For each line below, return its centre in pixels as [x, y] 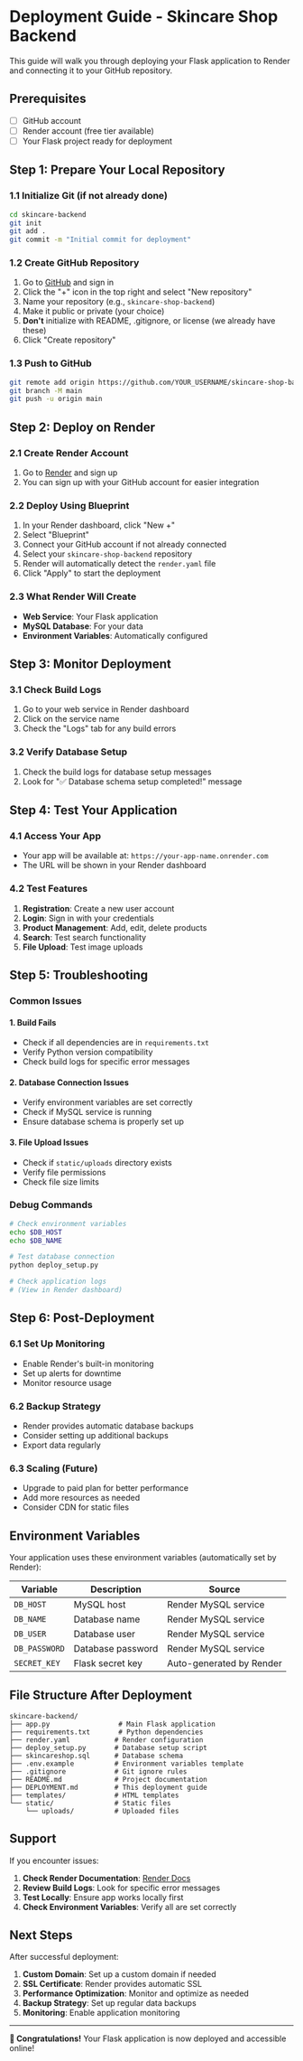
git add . [28, 231]
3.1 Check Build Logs [55, 689]
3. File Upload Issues [49, 1142]
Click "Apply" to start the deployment [92, 573]
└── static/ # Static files [90, 1803]
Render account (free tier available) [88, 131]
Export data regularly [61, 1445]
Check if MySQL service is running [87, 1112]
